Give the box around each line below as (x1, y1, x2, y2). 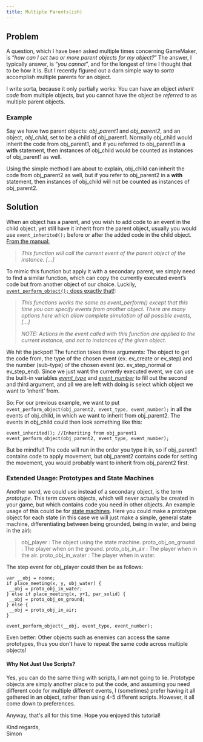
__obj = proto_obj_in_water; (8, 586, 83, 592)
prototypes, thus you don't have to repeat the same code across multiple (6, 640, 188, 647)
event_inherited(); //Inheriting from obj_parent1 (6, 430, 137, 436)
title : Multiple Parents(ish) (6, 9, 83, 15)
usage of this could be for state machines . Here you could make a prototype (6, 507, 197, 514)
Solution (6, 202, 39, 212)
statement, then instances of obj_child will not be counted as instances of (6, 178, 190, 185)
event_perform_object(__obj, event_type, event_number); (6, 623, 153, 629)
